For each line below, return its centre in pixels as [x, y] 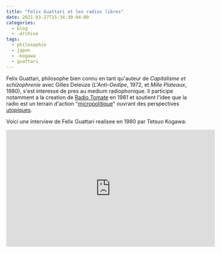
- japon [21, 50]
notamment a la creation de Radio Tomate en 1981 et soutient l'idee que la [97, 97]
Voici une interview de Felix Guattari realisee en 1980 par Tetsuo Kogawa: [96, 121]
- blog [20, 28]
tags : [13, 39]
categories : [21, 23]
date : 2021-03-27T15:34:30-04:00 [48, 17]
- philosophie [29, 45]
